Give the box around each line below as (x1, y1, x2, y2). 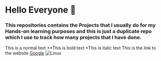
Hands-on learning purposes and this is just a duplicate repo (5, 28, 152, 35)
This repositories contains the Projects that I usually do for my (5, 22, 156, 29)
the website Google (5, 50, 45, 56)
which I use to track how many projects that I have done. (5, 34, 142, 41)
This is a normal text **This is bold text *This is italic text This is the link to (5, 45, 156, 51)
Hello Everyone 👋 (5, 4, 76, 16)
